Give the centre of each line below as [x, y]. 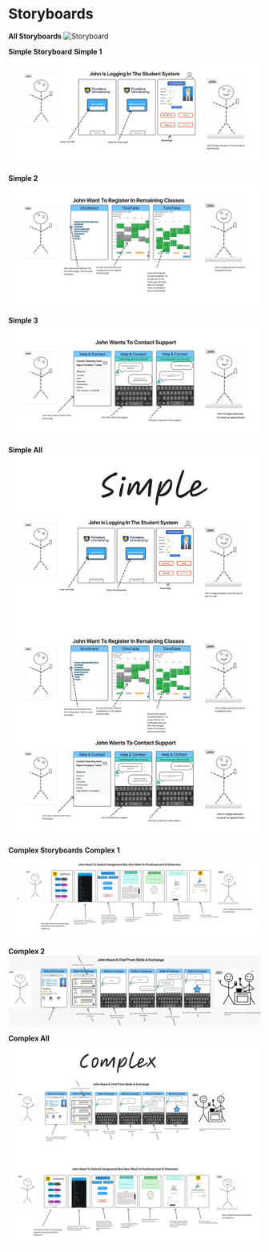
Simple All [26, 450]
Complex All [29, 1038]
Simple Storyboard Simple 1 [55, 51]
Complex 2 [27, 951]
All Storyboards [35, 36]
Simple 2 [23, 178]
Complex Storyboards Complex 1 [64, 850]
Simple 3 [23, 320]
